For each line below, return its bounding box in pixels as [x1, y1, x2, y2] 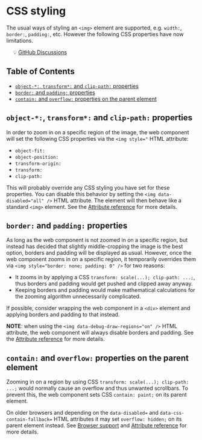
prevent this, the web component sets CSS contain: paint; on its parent [6, 391, 187, 398]
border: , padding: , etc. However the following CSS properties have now [6, 30, 184, 37]
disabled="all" [6, 197, 45, 204]
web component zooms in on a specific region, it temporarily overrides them [6, 256, 196, 263]
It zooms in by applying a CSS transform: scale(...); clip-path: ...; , [14, 274, 195, 281]
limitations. [6, 37, 34, 44]
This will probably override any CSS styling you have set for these [6, 184, 170, 191]
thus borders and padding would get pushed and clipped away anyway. [14, 280, 193, 287]
